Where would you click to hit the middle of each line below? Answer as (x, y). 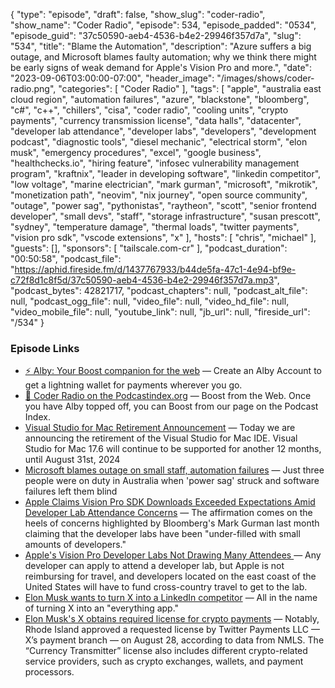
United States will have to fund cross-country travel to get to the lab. (166, 587)
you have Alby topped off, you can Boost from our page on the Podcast (171, 406)
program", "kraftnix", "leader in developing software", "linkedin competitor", (166, 173)
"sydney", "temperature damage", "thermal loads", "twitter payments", (155, 227)
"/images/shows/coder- (265, 78)
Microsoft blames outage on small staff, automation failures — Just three (174, 470)
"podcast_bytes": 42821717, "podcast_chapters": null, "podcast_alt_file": (159, 290)
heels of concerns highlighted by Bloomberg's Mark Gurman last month (172, 523)
